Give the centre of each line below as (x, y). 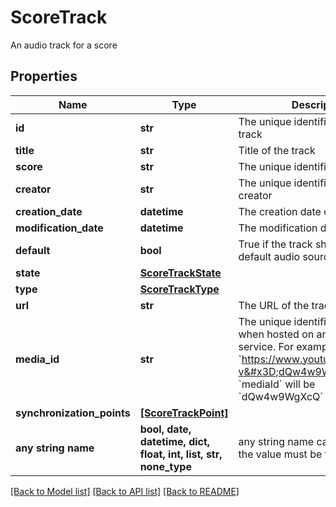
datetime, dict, (175, 441)
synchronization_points (73, 413)
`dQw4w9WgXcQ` (281, 396)
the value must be (280, 454)
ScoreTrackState (180, 273)
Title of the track (277, 150)
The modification (278, 228)
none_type (165, 466)
